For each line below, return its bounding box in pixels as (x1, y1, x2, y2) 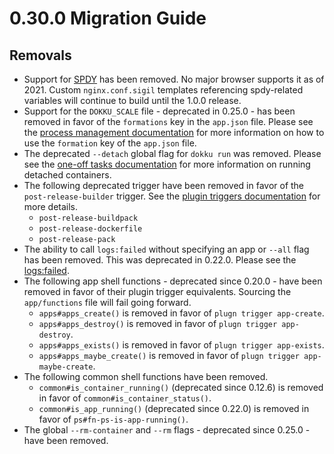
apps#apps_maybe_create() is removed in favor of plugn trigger (38, 350, 300, 361)
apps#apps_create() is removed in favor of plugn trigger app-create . (38, 307, 325, 319)
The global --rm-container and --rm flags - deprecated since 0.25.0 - (23, 424, 311, 436)
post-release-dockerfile (38, 224, 143, 234)
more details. (23, 201, 79, 212)
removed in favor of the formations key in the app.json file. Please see (23, 116, 314, 127)
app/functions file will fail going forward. (23, 297, 192, 308)
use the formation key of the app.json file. (23, 137, 197, 149)
